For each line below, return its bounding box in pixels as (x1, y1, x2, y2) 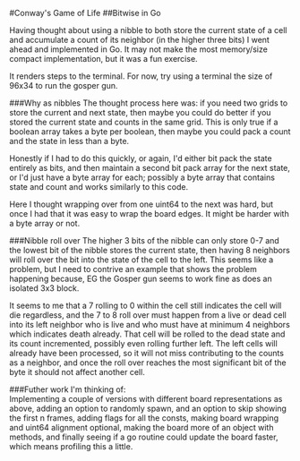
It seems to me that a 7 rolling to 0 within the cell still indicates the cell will (9, 300, 282, 311)
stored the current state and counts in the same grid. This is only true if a (9, 116, 279, 127)
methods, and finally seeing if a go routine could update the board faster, (9, 431, 279, 442)
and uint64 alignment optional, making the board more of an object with (9, 423, 274, 432)
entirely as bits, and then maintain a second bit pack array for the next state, (9, 163, 291, 173)
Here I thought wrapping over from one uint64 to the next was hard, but (9, 199, 274, 209)
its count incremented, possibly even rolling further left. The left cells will (9, 338, 278, 348)
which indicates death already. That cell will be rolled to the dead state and (9, 329, 286, 339)
